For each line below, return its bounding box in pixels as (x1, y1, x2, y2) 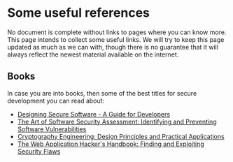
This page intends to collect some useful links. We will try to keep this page (7, 35, 225, 43)
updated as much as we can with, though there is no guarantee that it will (7, 43, 219, 51)
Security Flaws (17, 147, 61, 155)
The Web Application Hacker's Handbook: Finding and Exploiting (17, 140, 204, 148)
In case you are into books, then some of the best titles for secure (7, 89, 197, 97)
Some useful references (7, 5, 150, 21)
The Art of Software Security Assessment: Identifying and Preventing (17, 117, 217, 126)
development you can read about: (7, 96, 105, 105)
